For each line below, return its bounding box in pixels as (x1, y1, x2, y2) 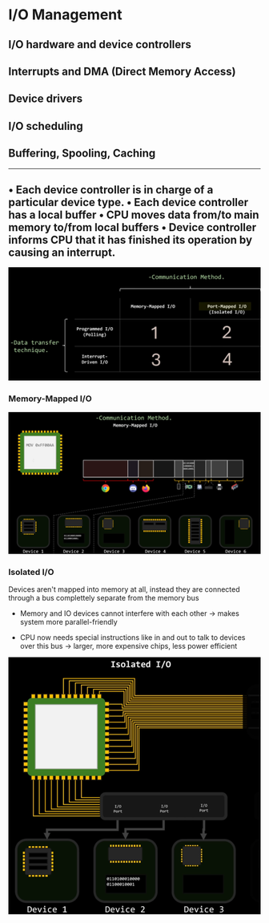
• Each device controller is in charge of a (8, 183, 214, 196)
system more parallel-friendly (19, 617, 118, 627)
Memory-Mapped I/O (8, 393, 92, 404)
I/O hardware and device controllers (8, 38, 192, 51)
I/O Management (8, 6, 122, 24)
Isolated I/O (8, 567, 54, 577)
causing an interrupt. (8, 245, 116, 259)
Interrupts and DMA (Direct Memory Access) (8, 64, 236, 78)
